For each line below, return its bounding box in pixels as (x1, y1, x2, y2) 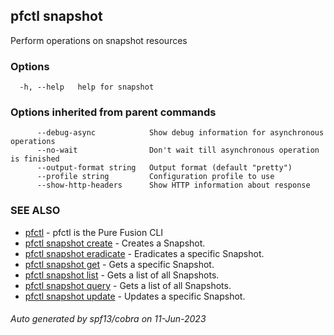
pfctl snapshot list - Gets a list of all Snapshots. (24, 269, 220, 281)
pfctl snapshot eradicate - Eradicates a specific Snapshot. (24, 247, 265, 259)
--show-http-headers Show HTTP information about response (36, 180, 311, 191)
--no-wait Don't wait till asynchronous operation (36, 145, 320, 156)
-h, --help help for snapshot (19, 82, 155, 93)
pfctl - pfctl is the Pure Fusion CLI (24, 226, 164, 238)
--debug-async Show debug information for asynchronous (36, 128, 325, 138)
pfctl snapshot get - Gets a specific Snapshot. (24, 258, 215, 270)
